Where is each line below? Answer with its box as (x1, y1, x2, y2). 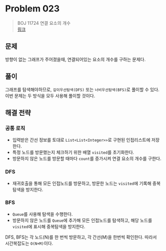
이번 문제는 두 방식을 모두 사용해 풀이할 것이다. (5, 92, 95, 98)
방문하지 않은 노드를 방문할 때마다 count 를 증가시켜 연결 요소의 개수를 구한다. (12, 156, 162, 162)
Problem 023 (5, 3, 60, 14)
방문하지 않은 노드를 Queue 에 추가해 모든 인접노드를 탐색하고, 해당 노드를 (12, 217, 153, 223)
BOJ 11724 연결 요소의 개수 (17, 20, 71, 26)
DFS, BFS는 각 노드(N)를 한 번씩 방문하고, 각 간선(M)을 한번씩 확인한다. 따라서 (5, 234, 157, 240)
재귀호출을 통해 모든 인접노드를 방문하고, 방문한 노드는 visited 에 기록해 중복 (12, 180, 161, 186)
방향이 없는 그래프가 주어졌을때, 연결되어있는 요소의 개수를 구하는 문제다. (5, 56, 146, 62)
